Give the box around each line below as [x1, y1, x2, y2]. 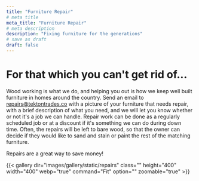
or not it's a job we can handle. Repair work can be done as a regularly [6, 113, 180, 120]
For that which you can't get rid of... [6, 68, 188, 81]
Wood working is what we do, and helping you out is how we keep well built [6, 87, 192, 94]
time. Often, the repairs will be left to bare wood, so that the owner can [6, 125, 180, 133]
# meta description [6, 25, 55, 32]
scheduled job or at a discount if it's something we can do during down [6, 119, 182, 126]
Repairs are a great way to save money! [6, 150, 103, 157]
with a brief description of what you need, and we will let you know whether [6, 106, 193, 113]
